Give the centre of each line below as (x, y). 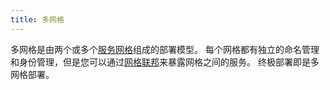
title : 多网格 (37, 19)
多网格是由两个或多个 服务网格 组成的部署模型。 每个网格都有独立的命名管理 (165, 49)
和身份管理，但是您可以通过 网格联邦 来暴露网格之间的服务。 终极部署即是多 (165, 62)
